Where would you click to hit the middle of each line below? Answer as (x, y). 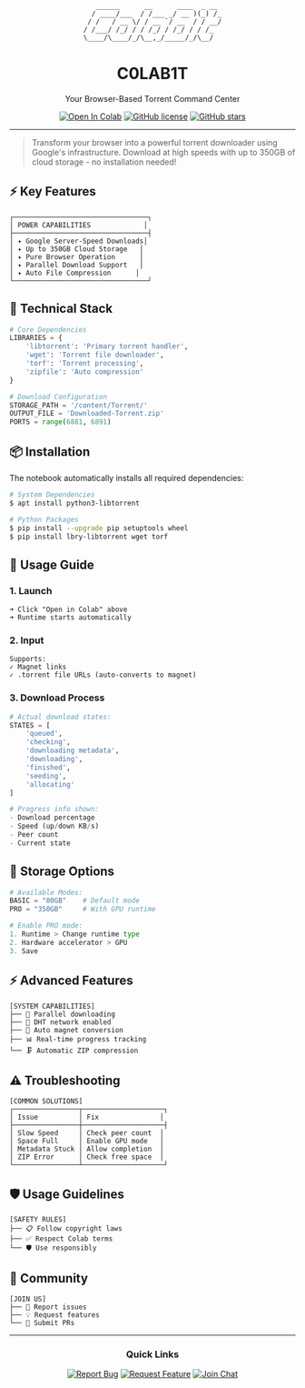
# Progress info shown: (54, 810)
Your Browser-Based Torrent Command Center (152, 98)
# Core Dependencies (49, 329)
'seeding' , (46, 776)
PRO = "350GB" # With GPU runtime (83, 910)
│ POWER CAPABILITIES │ (79, 225)
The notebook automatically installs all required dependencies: (127, 478)
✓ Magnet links (38, 667)
